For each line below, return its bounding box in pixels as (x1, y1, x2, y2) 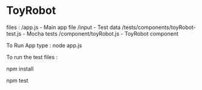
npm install (6, 65, 34, 72)
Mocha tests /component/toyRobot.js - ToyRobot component (26, 30, 179, 37)
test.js (6, 30, 22, 37)
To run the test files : (6, 53, 58, 60)
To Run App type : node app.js (6, 42, 82, 49)
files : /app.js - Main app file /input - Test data (6, 24, 121, 31)
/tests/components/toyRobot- (122, 24, 196, 31)
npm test (6, 77, 29, 84)
